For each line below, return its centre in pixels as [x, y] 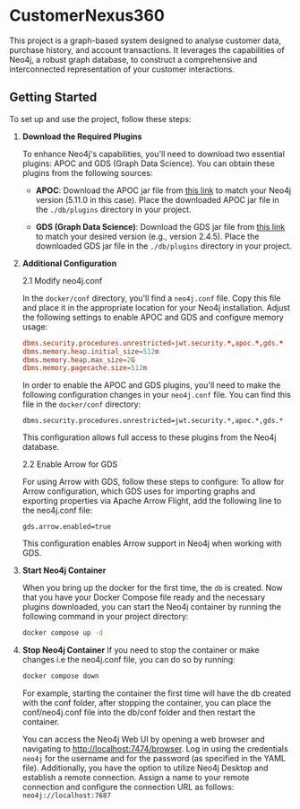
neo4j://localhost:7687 [67, 796]
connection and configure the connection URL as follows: [128, 787]
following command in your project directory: [105, 617]
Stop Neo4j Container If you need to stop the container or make [141, 650]
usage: [35, 326]
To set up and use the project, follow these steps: [100, 119]
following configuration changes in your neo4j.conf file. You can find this [156, 395]
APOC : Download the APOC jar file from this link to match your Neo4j [163, 190]
